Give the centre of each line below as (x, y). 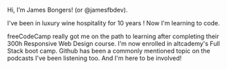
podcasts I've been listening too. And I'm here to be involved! (94, 58)
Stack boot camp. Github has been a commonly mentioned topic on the (109, 51)
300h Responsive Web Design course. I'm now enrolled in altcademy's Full (113, 43)
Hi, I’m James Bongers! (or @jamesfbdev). (67, 10)
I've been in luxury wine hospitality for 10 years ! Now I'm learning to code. (113, 23)
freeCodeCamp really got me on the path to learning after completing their (113, 36)
